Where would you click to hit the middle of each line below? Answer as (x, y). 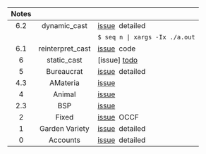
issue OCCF (118, 117)
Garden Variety (65, 128)
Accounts (65, 140)
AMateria (64, 83)
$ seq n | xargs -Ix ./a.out (146, 37)
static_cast (65, 60)
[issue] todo (118, 60)
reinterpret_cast (65, 49)
